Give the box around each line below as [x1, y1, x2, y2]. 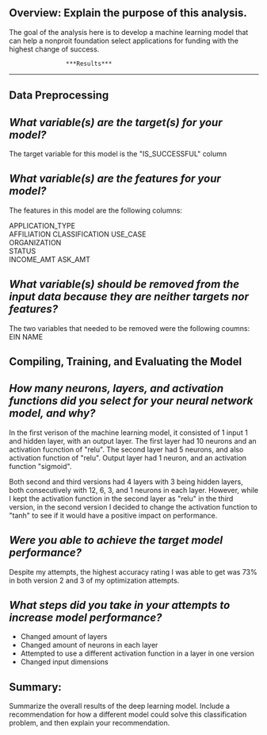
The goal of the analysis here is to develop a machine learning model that [9, 27, 249, 37]
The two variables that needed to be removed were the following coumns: [9, 323, 250, 333]
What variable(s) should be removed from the [9, 278, 240, 291]
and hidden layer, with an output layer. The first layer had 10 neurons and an [9, 436, 257, 445]
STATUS [9, 246, 36, 256]
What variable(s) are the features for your [9, 172, 221, 186]
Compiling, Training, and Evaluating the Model [9, 355, 242, 368]
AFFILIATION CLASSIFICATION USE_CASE [9, 229, 147, 239]
